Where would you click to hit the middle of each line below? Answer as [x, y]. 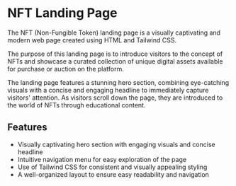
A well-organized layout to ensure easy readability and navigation [113, 174]
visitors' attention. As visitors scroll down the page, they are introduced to [115, 98]
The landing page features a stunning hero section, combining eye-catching [118, 82]
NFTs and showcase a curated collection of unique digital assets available [115, 61]
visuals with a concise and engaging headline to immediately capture [108, 90]
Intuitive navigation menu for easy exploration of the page [102, 159]
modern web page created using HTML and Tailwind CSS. [92, 40]
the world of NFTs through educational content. [77, 105]
